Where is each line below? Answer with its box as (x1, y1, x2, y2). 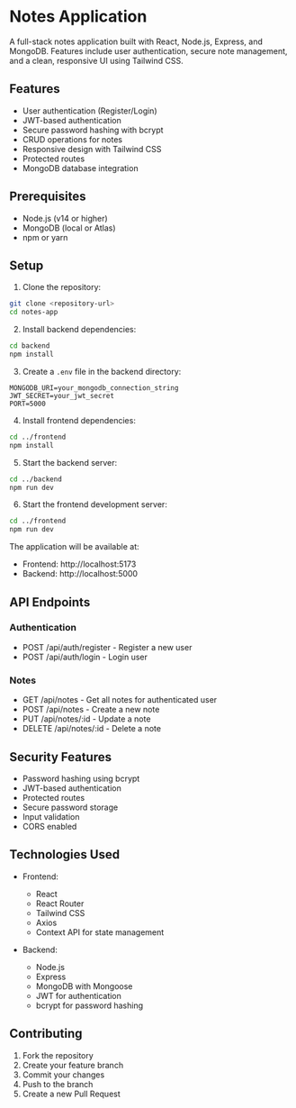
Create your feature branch (22, 1059, 124, 1070)
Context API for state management (35, 926, 165, 938)
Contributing (9, 1026, 83, 1041)
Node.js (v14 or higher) (22, 213, 108, 223)
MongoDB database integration (22, 162, 139, 173)
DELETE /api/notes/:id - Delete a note (22, 723, 162, 734)
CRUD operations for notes (22, 133, 123, 145)
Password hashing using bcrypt (22, 773, 140, 784)
